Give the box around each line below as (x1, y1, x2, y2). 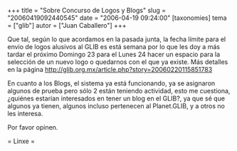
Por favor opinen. (7, 123, 58, 131)
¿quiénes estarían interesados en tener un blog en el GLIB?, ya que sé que (7, 94, 226, 103)
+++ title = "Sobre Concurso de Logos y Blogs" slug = (7, 6, 167, 14)
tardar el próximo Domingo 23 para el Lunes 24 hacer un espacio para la (7, 50, 221, 58)
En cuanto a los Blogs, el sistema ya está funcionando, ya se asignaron (7, 79, 216, 88)
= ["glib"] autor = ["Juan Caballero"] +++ (7, 21, 127, 29)
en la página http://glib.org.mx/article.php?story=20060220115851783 (7, 66, 213, 73)
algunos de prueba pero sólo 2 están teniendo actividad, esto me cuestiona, (7, 87, 231, 95)
